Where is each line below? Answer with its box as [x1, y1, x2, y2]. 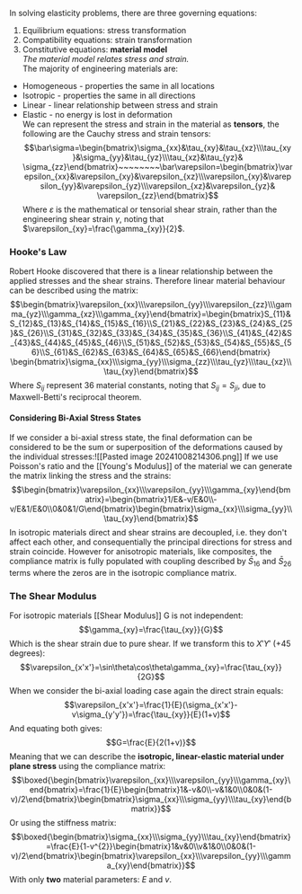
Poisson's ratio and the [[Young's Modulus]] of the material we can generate [9, 461, 293, 472]
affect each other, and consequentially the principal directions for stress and [9, 536, 292, 547]
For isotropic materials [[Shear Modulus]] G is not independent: [9, 610, 244, 621]
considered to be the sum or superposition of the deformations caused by [9, 442, 283, 453]
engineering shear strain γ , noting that [22, 214, 164, 224]
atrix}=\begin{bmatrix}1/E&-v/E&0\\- [84, 494, 218, 505]
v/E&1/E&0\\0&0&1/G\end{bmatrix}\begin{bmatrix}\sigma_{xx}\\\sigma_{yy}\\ [9, 503, 293, 515]
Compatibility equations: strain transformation [22, 35, 192, 45]
